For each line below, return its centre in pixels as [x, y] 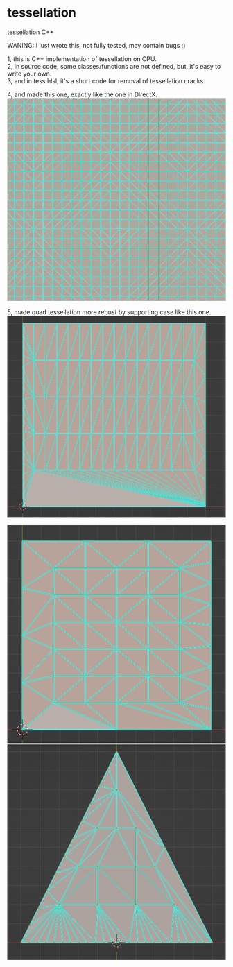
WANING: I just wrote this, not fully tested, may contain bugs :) [96, 45]
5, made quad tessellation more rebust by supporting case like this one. [109, 312]
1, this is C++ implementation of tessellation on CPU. [82, 59]
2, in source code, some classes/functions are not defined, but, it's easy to [114, 66]
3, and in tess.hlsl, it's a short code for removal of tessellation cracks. [106, 80]
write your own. [29, 74]
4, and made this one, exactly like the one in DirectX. [82, 94]
